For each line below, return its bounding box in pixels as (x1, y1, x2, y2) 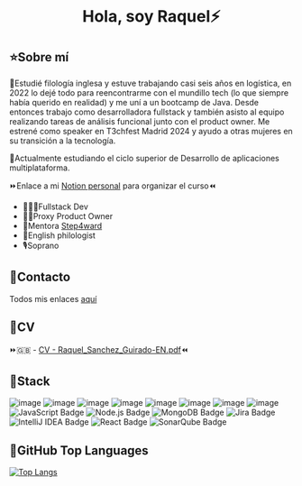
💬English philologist (22, 230, 96, 241)
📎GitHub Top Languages (9, 443, 149, 458)
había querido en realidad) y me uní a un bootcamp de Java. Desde (9, 97, 260, 107)
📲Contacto (9, 270, 70, 285)
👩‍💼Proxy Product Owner (22, 211, 114, 221)
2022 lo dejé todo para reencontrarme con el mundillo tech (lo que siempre (9, 87, 289, 98)
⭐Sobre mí (9, 50, 69, 65)
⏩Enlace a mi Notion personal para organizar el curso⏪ (9, 180, 216, 191)
